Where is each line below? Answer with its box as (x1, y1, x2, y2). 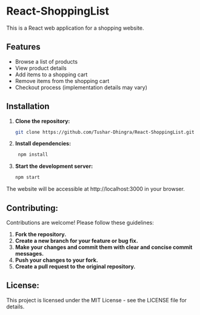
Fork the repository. (15, 231, 67, 237)
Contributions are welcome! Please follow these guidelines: (6, 219, 155, 226)
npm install (18, 151, 48, 158)
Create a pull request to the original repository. (15, 263, 136, 270)
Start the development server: (15, 162, 93, 170)
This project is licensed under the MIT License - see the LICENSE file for (6, 296, 187, 303)
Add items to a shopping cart (15, 71, 88, 78)
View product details (15, 64, 67, 71)
